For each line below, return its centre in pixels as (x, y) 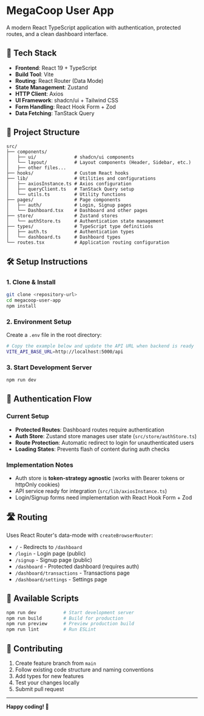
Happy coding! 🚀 (28, 707)
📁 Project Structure (43, 133)
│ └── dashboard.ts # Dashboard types (63, 237)
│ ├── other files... (36, 168)
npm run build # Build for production (65, 618)
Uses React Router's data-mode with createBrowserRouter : (80, 535)
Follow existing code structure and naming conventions (84, 670)
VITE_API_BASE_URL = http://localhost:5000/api (65, 352)
